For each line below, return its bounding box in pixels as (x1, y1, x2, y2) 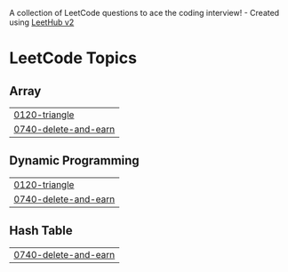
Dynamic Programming (9, 153, 140, 168)
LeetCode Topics (9, 48, 138, 68)
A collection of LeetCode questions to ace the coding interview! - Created (9, 8, 280, 18)
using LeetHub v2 (9, 17, 75, 28)
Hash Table (9, 223, 73, 238)
